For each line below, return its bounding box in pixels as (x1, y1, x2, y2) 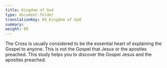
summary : (5, 21, 24, 27)
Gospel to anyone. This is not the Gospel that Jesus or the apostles (5, 46, 147, 52)
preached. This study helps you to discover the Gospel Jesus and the (5, 52, 152, 58)
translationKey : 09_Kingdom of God (5, 17, 81, 22)
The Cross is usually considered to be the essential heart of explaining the (5, 40, 162, 47)
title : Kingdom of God (5, 7, 54, 13)
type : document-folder (5, 12, 54, 17)
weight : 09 (5, 27, 29, 32)
